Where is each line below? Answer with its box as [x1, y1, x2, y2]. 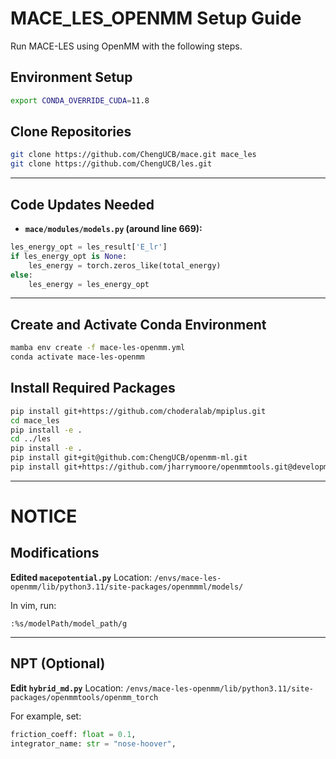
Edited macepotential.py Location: [10, 571, 153, 583]
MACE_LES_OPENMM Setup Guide [10, 7, 302, 30]
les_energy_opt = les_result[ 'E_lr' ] [10, 242, 168, 252]
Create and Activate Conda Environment [10, 316, 267, 333]
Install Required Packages [10, 380, 176, 397]
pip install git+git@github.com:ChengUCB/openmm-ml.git [10, 453, 248, 463]
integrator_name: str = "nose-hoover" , [10, 738, 177, 749]
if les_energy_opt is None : [10, 251, 128, 261]
